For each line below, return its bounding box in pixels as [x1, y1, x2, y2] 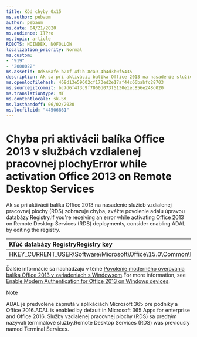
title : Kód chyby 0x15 [6, 8, 62, 15]
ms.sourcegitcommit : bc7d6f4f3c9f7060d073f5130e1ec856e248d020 [6, 85, 164, 91]
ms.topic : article [6, 36, 51, 42]
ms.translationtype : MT [6, 90, 64, 96]
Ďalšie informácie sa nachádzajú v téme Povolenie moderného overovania [6, 265, 185, 272]
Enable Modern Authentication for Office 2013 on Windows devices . [6, 278, 170, 285]
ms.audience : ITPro [6, 31, 54, 36]
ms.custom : [6, 52, 33, 58]
